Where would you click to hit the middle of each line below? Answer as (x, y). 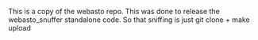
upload (20, 28)
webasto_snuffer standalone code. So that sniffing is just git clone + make (129, 20)
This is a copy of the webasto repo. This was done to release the (114, 11)
